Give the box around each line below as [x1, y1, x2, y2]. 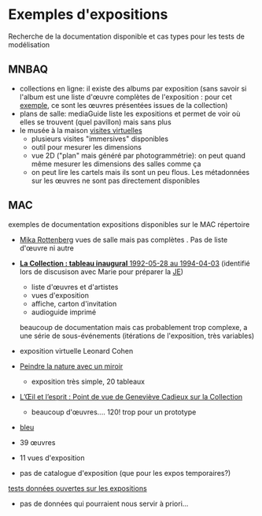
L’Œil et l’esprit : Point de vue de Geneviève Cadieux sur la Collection [19, 392, 243, 401]
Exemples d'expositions [8, 6, 168, 24]
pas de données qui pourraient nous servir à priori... [19, 499, 189, 508]
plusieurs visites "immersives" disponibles [31, 134, 169, 143]
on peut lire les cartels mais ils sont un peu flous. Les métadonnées [31, 167, 250, 176]
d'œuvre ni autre [19, 243, 75, 253]
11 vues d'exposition [19, 453, 85, 462]
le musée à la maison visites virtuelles [19, 125, 143, 135]
